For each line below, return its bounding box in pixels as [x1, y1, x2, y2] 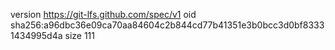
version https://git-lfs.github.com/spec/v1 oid [10, 9, 197, 20]
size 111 [64, 30, 96, 41]
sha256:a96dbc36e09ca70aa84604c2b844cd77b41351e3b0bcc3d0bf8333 [10, 19, 325, 31]
